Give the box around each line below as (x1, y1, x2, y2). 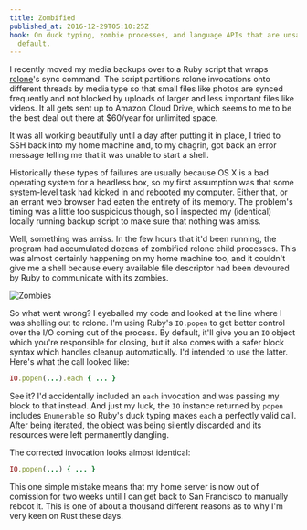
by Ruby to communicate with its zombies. (9, 272, 169, 283)
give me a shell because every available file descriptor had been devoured (9, 262, 290, 274)
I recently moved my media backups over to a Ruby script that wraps (9, 64, 269, 75)
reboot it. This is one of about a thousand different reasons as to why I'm (9, 501, 283, 512)
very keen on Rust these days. (9, 511, 123, 521)
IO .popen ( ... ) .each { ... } (9, 374, 117, 384)
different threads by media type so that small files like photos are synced (9, 83, 283, 94)
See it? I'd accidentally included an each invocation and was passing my (9, 390, 280, 402)
